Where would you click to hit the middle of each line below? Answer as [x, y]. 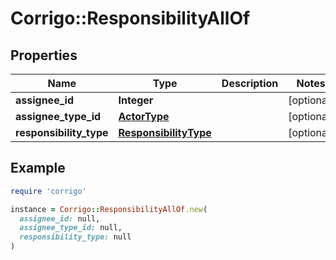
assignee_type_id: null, [71, 228]
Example [38, 168]
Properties [44, 55]
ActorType [144, 116]
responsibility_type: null [75, 237]
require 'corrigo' [48, 191]
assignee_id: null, [60, 218]
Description [250, 83]
